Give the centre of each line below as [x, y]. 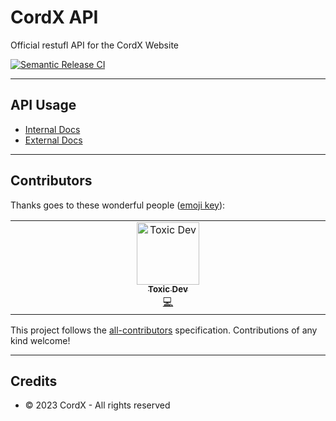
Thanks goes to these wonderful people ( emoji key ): [118, 205]
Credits [34, 381]
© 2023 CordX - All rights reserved [97, 405]
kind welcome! [40, 340]
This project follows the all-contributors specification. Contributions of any [164, 330]
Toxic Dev [168, 289]
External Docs [53, 140]
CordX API [54, 17]
